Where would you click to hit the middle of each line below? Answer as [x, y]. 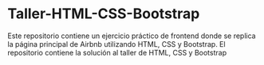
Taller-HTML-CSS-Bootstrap [104, 14]
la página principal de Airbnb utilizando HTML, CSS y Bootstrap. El [116, 44]
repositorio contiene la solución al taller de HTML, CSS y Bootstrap [117, 52]
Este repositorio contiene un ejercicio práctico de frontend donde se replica [132, 36]
